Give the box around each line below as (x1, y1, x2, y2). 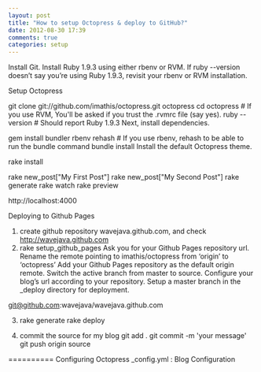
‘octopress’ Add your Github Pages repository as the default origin (19, 260, 234, 270)
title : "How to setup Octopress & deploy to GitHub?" (8, 19, 189, 27)
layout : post (8, 11, 51, 20)
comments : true (8, 33, 58, 42)
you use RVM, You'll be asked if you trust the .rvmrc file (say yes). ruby (8, 110, 238, 119)
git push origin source (19, 340, 91, 349)
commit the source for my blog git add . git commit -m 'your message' (19, 331, 247, 340)
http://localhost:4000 (8, 196, 77, 206)
